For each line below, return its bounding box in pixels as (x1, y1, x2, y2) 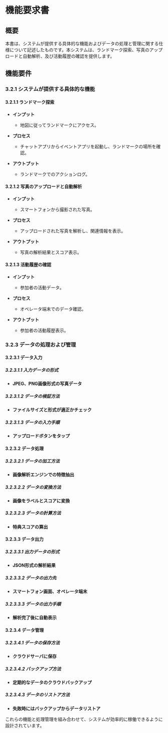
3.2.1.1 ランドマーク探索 (5, 99, 55, 105)
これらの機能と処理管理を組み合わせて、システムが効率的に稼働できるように (5, 716, 163, 722)
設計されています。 (5, 722, 45, 728)
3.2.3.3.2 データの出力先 (5, 575, 57, 581)
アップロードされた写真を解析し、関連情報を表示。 (20, 228, 126, 234)
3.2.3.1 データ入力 (5, 355, 43, 361)
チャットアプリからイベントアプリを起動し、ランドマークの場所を (20, 143, 156, 149)
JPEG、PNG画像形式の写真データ (12, 381, 82, 387)
